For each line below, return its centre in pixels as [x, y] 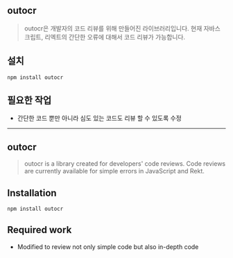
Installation [32, 193]
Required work [40, 230]
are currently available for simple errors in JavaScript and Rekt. [114, 171]
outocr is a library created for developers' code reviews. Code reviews [125, 164]
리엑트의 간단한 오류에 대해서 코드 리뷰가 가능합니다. [115, 37]
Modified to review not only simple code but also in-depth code [108, 247]
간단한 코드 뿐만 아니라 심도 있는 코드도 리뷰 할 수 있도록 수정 [99, 118]
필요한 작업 [29, 100]
